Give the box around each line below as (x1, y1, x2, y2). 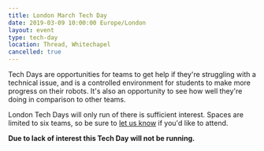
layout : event (8, 26, 55, 34)
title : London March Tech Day (8, 11, 108, 20)
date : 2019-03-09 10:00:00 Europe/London (8, 19, 147, 27)
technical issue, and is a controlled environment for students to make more (8, 78, 251, 87)
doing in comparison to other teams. (8, 95, 126, 104)
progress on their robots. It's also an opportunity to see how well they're (8, 87, 243, 95)
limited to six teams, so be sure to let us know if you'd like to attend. (8, 119, 229, 127)
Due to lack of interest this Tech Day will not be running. (8, 134, 195, 142)
